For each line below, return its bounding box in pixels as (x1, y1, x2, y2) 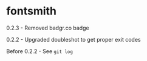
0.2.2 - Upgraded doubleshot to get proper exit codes (6, 36, 141, 43)
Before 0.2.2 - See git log (6, 47, 73, 55)
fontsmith (6, 4, 56, 18)
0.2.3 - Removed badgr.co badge (6, 24, 89, 31)
